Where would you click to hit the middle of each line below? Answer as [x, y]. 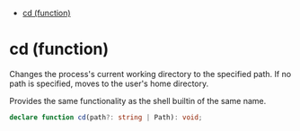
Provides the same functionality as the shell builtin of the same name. [138, 100]
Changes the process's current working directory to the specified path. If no [150, 74]
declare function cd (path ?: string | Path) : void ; [106, 117]
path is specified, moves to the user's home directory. [109, 83]
